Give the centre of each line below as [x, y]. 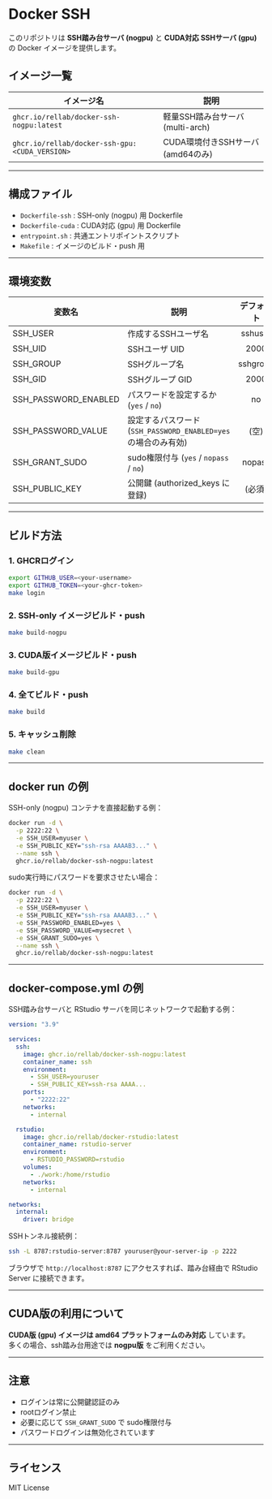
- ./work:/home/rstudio [70, 1174]
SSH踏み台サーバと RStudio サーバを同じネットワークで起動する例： [123, 1009]
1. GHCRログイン [41, 560]
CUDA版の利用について [66, 1313]
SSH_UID [30, 348]
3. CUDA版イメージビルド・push [73, 654]
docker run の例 [49, 786]
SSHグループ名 [156, 365]
